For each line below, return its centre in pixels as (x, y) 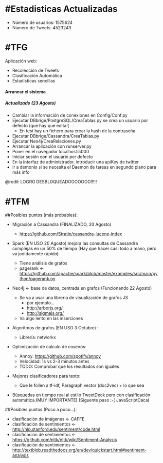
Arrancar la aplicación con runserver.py (52, 146)
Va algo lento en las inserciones (51, 319)
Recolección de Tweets (36, 70)
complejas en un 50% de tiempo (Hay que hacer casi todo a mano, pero (84, 249)
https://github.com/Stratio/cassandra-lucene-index (71, 234)
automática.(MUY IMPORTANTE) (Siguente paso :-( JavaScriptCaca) (81, 400)
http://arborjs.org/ (45, 308)
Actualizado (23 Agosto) (30, 103)
